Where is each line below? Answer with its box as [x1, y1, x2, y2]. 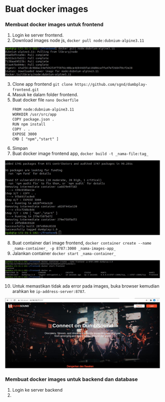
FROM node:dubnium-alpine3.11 [12, 107, 75, 112]
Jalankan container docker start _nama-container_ [12, 250, 116, 256]
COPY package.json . [12, 117, 55, 122]
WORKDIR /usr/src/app [12, 112, 56, 117]
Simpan [12, 146, 28, 151]
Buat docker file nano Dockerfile [12, 97, 79, 103]
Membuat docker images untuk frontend [5, 21, 104, 28]
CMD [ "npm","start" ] [12, 137, 59, 142]
